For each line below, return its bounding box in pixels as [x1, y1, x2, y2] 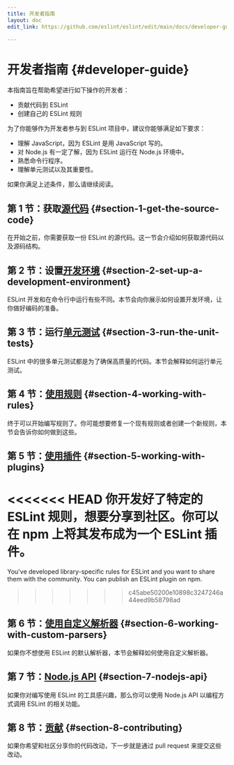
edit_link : [7, 23, 39, 30]
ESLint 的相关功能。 [26, 699, 84, 708]
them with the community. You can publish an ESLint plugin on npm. [7, 574, 203, 583]
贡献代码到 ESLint [17, 101, 68, 109]
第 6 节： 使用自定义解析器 [7, 618, 118, 630]
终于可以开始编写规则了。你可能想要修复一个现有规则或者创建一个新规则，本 [7, 419, 227, 427]
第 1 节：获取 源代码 [7, 202, 89, 214]
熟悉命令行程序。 [17, 156, 67, 165]
